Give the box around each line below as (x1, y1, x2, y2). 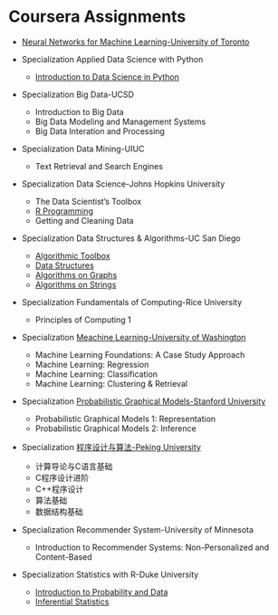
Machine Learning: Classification (34, 369, 158, 380)
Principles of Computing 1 (34, 314, 132, 325)
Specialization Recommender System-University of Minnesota (21, 524, 254, 535)
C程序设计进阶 (34, 472, 90, 483)
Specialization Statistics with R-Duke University (21, 569, 199, 580)
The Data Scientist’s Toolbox (34, 196, 142, 207)
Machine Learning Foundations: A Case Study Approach (34, 349, 245, 360)
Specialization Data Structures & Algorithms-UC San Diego (21, 233, 241, 244)
